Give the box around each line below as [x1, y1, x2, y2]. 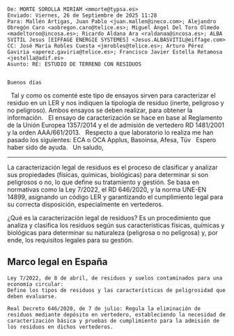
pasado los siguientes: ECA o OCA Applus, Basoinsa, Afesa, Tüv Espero [7, 136, 217, 144]
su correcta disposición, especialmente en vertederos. [7, 200, 164, 208]
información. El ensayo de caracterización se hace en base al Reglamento [7, 114, 223, 121]
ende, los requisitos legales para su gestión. [7, 236, 134, 244]
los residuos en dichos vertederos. [7, 323, 114, 330]
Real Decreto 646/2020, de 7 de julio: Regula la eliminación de [7, 305, 201, 312]
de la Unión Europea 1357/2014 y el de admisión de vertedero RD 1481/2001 [7, 121, 225, 129]
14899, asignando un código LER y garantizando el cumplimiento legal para [7, 193, 224, 201]
